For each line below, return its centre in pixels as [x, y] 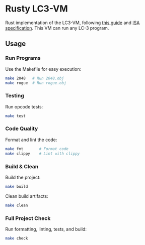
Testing [15, 96]
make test [16, 116]
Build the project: [23, 177]
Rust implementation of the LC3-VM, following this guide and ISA [72, 23]
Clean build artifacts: [27, 196]
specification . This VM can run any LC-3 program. [57, 28]
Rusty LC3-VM [37, 9]
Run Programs [23, 58]
